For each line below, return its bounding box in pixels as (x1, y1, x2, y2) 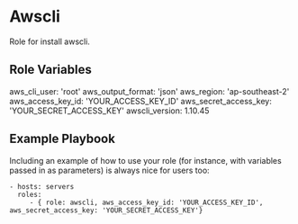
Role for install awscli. (9, 36, 90, 47)
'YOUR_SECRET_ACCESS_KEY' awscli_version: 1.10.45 (9, 105, 210, 116)
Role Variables (9, 62, 92, 77)
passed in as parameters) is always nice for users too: (9, 165, 210, 175)
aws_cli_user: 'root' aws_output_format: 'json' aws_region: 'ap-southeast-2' (9, 85, 290, 96)
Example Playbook (9, 131, 115, 147)
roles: (17, 190, 42, 199)
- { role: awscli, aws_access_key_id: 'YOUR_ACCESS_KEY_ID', (29, 198, 264, 207)
